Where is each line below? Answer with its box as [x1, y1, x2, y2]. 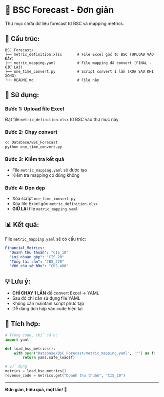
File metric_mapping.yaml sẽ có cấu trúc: [5, 236, 86, 242]
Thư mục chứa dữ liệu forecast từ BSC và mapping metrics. [5, 21, 124, 26]
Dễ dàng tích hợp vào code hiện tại [12, 306, 83, 312]
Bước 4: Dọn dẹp [5, 184, 45, 191]
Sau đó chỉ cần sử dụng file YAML [12, 295, 81, 301]
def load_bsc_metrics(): [5, 346, 56, 351]
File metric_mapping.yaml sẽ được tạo [12, 167, 87, 173]
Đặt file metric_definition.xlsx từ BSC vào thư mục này [5, 117, 119, 123]
